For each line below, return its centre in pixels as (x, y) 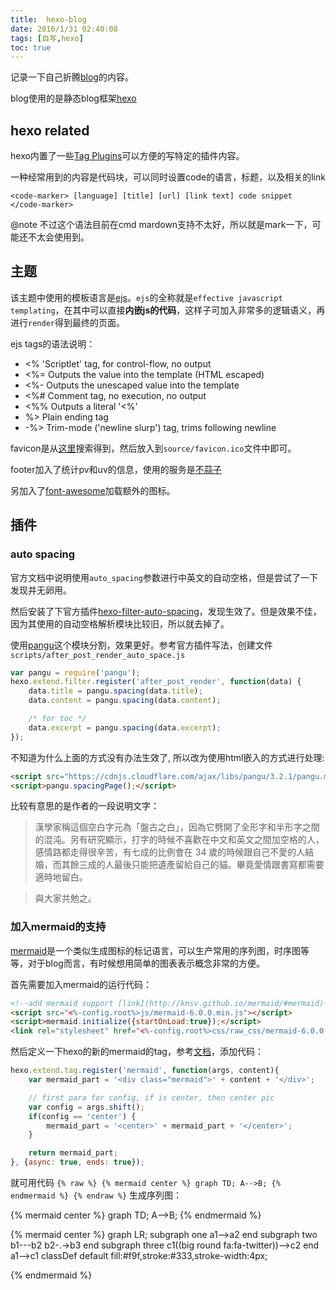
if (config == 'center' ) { (82, 1116)
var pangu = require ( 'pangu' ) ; (75, 672)
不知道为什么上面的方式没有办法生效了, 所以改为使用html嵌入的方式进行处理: (167, 757)
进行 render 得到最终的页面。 (67, 322)
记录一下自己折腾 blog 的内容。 (72, 77)
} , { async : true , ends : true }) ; (77, 1162)
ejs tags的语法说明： (53, 343)
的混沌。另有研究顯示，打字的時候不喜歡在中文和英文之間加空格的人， (179, 840)
